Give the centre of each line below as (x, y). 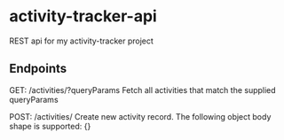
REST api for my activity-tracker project (81, 41)
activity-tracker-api (83, 16)
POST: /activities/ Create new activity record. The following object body (140, 116)
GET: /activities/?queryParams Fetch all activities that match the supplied (143, 89)
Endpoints (38, 69)
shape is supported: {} (50, 126)
